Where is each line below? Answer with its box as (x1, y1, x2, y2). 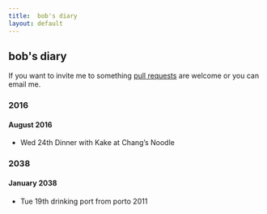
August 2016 (8, 119, 53, 130)
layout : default (8, 19, 63, 28)
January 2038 (8, 178, 57, 187)
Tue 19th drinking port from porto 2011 (19, 196, 148, 206)
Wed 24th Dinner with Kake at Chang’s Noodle (19, 138, 176, 148)
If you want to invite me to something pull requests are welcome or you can (8, 71, 260, 81)
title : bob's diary (8, 11, 78, 20)
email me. (8, 79, 41, 89)
